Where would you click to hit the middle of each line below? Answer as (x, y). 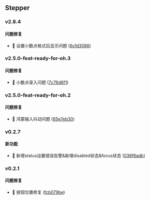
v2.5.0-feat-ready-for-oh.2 (38, 95)
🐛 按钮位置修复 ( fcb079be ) (38, 192)
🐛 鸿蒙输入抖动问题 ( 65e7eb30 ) (43, 119)
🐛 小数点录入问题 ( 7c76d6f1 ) (40, 82)
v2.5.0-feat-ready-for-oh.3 (38, 59)
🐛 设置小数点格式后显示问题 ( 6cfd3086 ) (51, 46)
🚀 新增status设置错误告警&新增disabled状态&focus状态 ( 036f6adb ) (79, 155)
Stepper (17, 8)
